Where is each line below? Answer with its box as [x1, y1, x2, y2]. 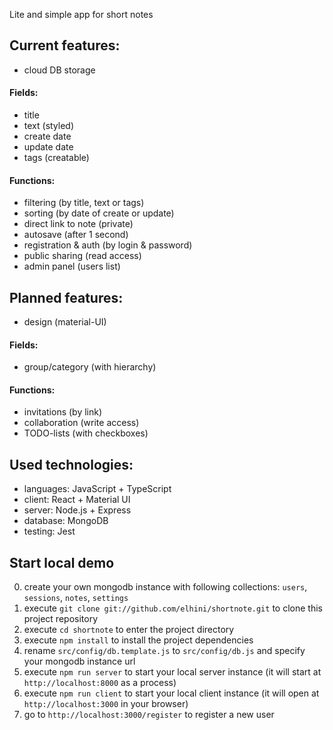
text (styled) [23, 120, 75, 132]
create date [23, 130, 72, 143]
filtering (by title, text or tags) [23, 197, 145, 209]
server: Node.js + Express [23, 504, 132, 516]
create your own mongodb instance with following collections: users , [23, 581, 308, 593]
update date [23, 141, 74, 153]
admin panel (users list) [23, 260, 121, 273]
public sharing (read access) [23, 250, 142, 262]
